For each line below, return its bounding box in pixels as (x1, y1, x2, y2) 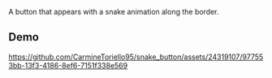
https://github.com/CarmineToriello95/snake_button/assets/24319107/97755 (8, 52, 264, 62)
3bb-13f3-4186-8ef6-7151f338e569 (8, 60, 128, 70)
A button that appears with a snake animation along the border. (8, 7, 219, 16)
